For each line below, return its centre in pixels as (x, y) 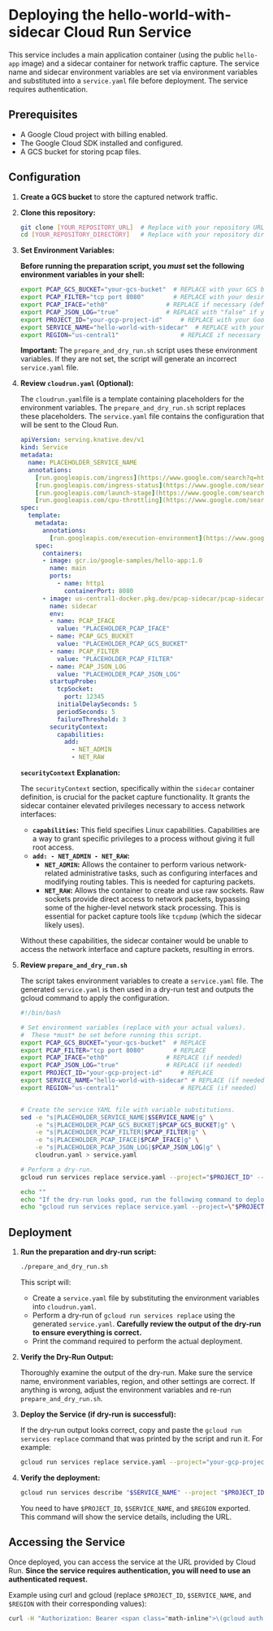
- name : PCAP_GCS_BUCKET (92, 636)
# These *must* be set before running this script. (111, 1035)
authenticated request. (48, 1579)
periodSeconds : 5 (86, 712)
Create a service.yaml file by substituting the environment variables (146, 1298)
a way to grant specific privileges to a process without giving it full (143, 839)
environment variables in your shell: (82, 275)
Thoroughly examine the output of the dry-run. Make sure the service (136, 1373)
